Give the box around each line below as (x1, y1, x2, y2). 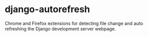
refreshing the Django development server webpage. (5, 25, 116, 31)
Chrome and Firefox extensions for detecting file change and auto (5, 20, 143, 26)
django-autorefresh (5, 4, 90, 15)
